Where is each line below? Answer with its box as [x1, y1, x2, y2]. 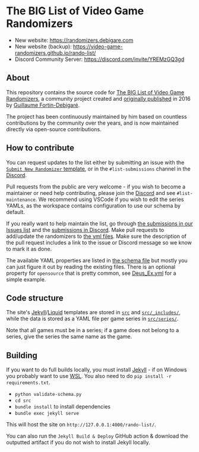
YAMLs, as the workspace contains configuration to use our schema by [6, 202, 181, 209]
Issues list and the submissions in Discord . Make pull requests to [6, 226, 165, 233]
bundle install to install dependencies [14, 403, 111, 410]
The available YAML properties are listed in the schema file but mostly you [6, 256, 188, 264]
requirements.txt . [6, 379, 50, 386]
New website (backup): [14, 43, 72, 50]
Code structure [6, 293, 64, 303]
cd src [14, 398, 31, 404]
